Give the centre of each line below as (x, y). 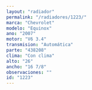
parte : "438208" (26, 50)
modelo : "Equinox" (29, 28)
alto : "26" (20, 61)
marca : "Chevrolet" (30, 22)
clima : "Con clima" (30, 56)
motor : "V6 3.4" (26, 39)
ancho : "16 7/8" (26, 67)
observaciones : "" (29, 72)
